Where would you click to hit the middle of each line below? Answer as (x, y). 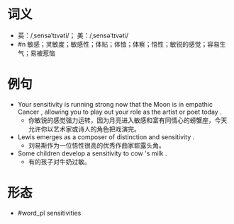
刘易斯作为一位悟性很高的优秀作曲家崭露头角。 (96, 145)
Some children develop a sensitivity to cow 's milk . (92, 153)
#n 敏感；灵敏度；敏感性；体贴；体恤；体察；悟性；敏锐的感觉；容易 (118, 44)
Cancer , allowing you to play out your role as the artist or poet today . (119, 112)
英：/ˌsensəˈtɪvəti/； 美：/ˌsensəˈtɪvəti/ (73, 35)
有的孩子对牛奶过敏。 (59, 161)
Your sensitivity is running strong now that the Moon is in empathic (115, 104)
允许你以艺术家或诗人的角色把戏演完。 (84, 129)
